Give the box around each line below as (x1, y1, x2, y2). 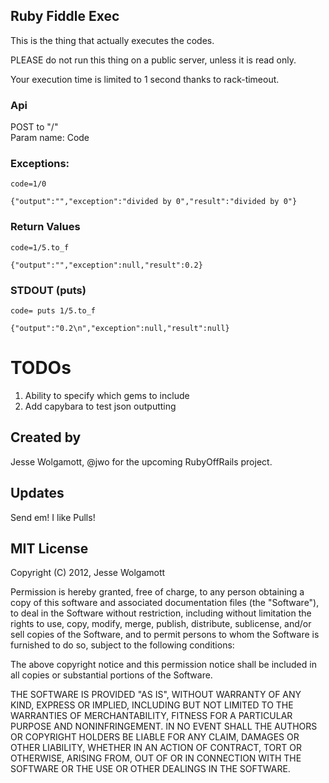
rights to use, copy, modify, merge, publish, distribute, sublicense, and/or (10, 618, 312, 630)
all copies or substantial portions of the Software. (10, 669, 213, 681)
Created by (10, 429, 82, 446)
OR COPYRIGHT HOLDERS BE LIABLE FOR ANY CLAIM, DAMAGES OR (10, 731, 300, 743)
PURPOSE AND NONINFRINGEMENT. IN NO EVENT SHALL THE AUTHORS (10, 720, 318, 733)
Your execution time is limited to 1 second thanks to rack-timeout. (10, 73, 280, 85)
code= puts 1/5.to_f (10, 306, 97, 316)
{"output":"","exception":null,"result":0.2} (10, 260, 203, 270)
